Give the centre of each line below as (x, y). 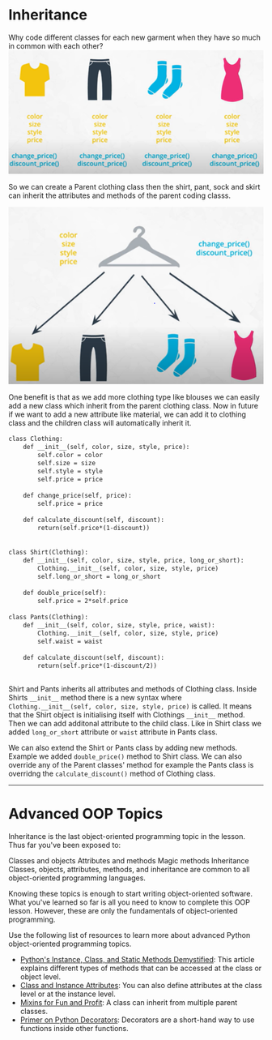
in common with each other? (56, 45)
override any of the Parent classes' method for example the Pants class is (131, 764)
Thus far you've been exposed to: (65, 845)
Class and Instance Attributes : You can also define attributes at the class (141, 985)
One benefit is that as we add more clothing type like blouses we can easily (134, 397)
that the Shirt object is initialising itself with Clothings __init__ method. (127, 714)
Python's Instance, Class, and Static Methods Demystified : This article (137, 959)
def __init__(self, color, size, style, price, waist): (119, 625)
